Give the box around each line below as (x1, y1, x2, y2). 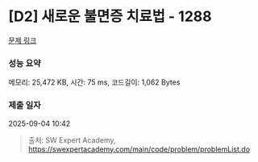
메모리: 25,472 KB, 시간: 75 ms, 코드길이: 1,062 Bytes (8, 77, 181, 87)
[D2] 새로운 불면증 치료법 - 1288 (8, 7, 212, 26)
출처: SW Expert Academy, (27, 135, 116, 145)
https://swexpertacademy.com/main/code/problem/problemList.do (27, 144, 251, 154)
